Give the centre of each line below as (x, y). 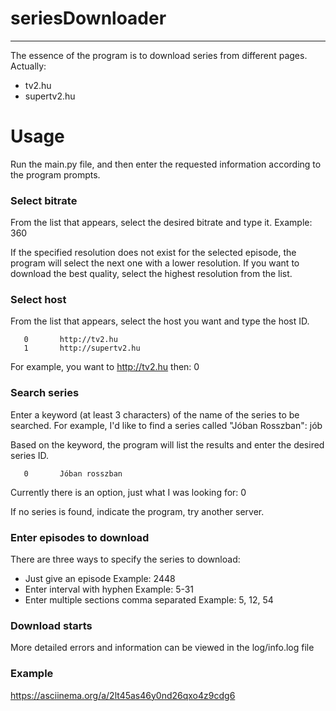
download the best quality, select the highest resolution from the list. (151, 274)
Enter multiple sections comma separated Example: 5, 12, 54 (149, 600)
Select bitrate (44, 200)
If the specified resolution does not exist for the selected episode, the (153, 253)
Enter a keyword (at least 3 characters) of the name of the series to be (155, 414)
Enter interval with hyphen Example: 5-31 (109, 589)
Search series (45, 393)
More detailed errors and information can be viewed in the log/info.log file (162, 648)
